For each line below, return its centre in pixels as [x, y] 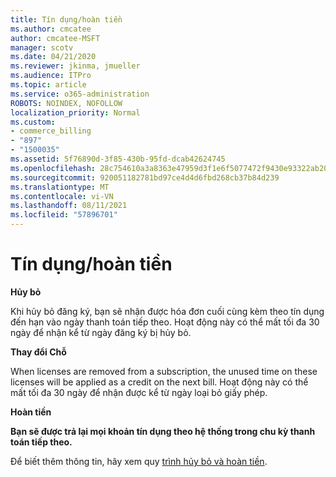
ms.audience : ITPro [51, 76]
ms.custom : [33, 122]
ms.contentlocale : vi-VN [62, 196]
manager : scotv [42, 47]
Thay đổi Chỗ [38, 352]
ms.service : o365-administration [80, 94]
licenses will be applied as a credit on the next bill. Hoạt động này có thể [159, 382]
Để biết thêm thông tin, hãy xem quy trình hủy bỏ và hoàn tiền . [139, 461]
